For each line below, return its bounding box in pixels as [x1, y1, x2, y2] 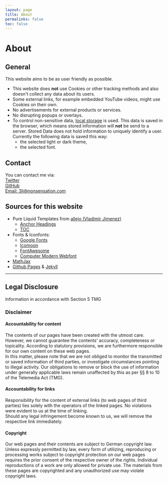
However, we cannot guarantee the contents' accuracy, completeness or [5, 337, 155, 343]
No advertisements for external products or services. [12, 107, 122, 113]
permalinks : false [5, 17, 43, 22]
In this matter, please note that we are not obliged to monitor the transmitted [5, 353, 162, 359]
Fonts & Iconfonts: [12, 231, 50, 238]
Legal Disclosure [5, 283, 58, 291]
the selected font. [19, 144, 56, 150]
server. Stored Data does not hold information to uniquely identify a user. [12, 128, 162, 134]
